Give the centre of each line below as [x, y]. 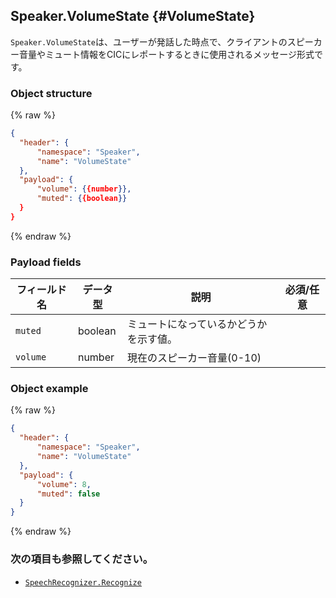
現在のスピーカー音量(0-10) [194, 358]
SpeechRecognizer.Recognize [83, 582]
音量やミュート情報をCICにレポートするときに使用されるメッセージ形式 [166, 54]
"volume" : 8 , [64, 484]
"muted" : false [68, 494]
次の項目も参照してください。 [82, 559]
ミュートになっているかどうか [197, 324]
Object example [49, 389]
